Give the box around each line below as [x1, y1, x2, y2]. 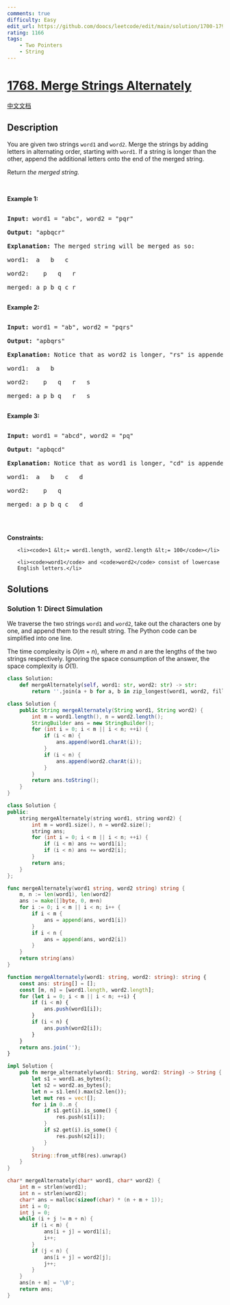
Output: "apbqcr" [7, 228, 65, 236]
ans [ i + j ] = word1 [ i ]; [43, 1228, 112, 1236]
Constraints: [7, 533, 44, 542]
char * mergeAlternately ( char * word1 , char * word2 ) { [7, 1177, 161, 1184]
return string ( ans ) [19, 955, 75, 962]
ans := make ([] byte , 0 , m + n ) [19, 897, 103, 905]
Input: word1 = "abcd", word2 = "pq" [7, 432, 134, 439]
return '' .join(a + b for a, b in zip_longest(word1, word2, [31, 688, 210, 695]
